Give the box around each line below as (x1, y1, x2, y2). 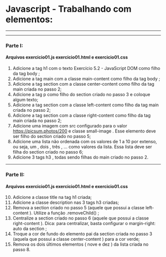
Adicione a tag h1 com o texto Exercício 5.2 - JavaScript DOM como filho (12, 65, 161, 71)
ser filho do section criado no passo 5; (12, 133, 91, 139)
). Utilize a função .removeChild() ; (29, 210, 100, 216)
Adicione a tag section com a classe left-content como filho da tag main (12, 102, 159, 108)
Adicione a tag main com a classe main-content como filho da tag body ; (12, 76, 161, 82)
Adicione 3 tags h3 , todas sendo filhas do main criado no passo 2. (12, 154, 149, 161)
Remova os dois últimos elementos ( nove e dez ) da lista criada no (12, 241, 149, 247)
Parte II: (5, 171, 25, 178)
